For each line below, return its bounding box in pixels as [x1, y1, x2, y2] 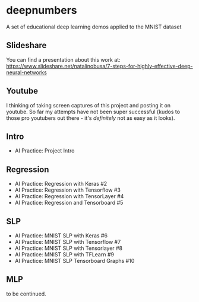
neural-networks [6, 69, 48, 76]
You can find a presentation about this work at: [6, 56, 121, 63]
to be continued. [6, 290, 46, 297]
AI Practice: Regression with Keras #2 [14, 180, 108, 187]
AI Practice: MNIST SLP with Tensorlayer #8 [14, 244, 123, 252]
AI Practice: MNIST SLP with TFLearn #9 [14, 251, 115, 258]
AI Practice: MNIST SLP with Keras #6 [14, 232, 108, 239]
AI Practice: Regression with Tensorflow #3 [14, 186, 121, 193]
